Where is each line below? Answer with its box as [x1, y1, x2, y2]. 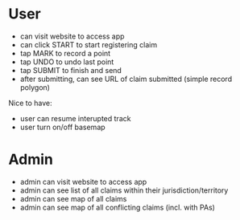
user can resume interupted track [19, 113, 131, 123]
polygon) [19, 82, 51, 92]
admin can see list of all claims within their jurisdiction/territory [19, 185, 229, 195]
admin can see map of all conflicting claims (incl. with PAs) [19, 202, 216, 212]
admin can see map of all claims [19, 194, 127, 203]
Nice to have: [8, 98, 52, 108]
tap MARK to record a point [19, 48, 111, 58]
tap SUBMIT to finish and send [19, 65, 122, 75]
